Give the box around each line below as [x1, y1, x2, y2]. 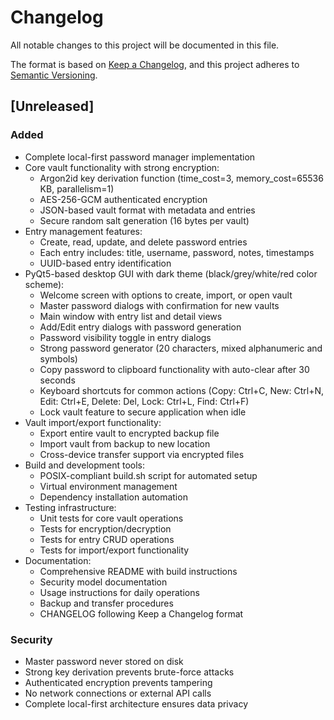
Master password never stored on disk [24, 655, 184, 667]
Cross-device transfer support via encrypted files [39, 448, 245, 460]
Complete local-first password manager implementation [24, 151, 256, 163]
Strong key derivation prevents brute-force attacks [24, 666, 235, 678]
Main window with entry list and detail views [39, 310, 223, 322]
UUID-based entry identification [39, 257, 172, 269]
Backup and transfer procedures [39, 597, 174, 609]
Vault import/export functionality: [24, 416, 162, 428]
